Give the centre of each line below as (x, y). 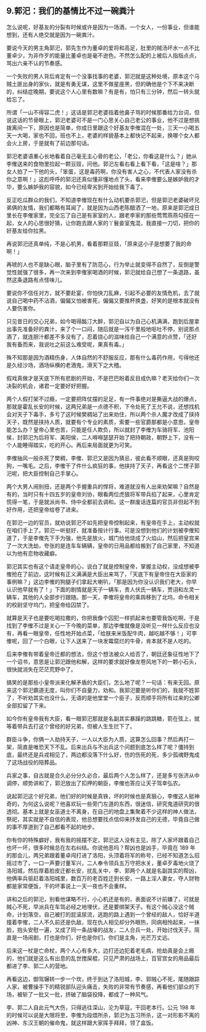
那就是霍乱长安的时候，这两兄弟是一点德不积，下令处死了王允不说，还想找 (100, 406)
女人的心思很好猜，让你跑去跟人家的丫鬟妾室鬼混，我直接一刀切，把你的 (108, 223)
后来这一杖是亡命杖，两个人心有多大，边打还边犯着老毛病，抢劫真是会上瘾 (100, 950)
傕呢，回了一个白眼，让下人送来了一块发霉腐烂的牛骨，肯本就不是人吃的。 (100, 640)
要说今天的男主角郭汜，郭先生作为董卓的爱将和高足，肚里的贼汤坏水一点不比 (103, 47)
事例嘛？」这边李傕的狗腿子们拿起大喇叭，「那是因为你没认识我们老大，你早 (102, 581)
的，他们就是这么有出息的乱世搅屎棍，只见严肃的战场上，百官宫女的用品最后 (103, 958)
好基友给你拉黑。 (28, 230)
